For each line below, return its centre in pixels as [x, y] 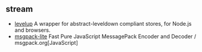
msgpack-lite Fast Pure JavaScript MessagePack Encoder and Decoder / [105, 36]
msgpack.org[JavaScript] [46, 42]
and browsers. [32, 30]
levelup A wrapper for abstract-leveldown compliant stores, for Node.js [103, 23]
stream [19, 9]
